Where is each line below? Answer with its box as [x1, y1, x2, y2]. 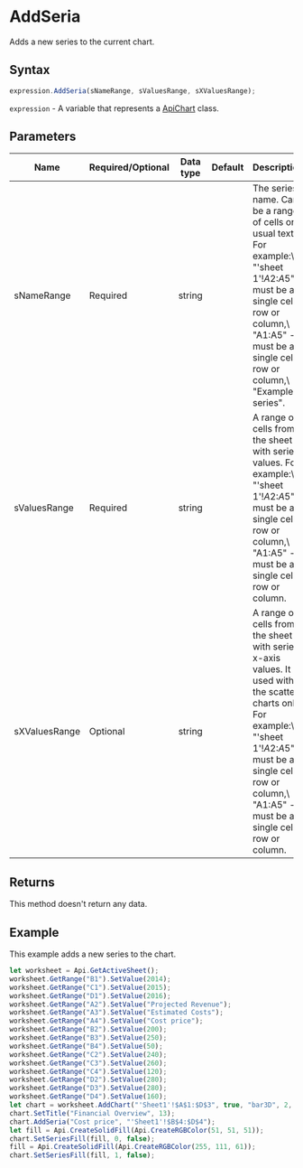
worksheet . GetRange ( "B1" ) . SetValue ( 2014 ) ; [9, 974, 171, 984]
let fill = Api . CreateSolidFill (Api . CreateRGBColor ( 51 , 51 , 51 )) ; [9, 1126, 264, 1135]
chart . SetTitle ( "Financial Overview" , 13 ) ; [9, 1108, 176, 1117]
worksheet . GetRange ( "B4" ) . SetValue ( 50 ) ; [9, 1042, 164, 1051]
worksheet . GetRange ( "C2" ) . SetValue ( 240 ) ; [9, 1050, 168, 1059]
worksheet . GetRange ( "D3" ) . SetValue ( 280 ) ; [9, 1084, 168, 1093]
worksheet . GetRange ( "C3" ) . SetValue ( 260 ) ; [9, 1059, 168, 1068]
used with [252, 675, 295, 687]
